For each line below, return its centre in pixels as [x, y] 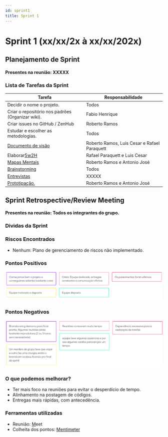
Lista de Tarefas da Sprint [37, 85]
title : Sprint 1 [22, 16]
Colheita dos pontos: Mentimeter [46, 429]
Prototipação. [21, 183]
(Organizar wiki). [24, 117]
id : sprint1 [17, 10]
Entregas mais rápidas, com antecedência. [56, 400]
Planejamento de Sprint [42, 60]
